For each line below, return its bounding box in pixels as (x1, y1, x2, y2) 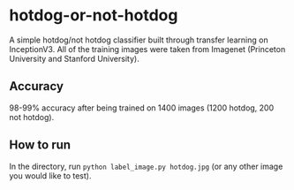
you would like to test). (9, 170, 92, 181)
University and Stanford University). (9, 53, 139, 64)
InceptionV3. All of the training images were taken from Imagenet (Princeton (9, 43, 286, 54)
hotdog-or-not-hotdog (9, 5, 178, 26)
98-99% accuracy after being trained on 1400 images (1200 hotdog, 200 (9, 103, 275, 113)
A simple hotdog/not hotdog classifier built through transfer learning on (9, 34, 268, 45)
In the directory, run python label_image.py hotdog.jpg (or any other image (9, 161, 283, 171)
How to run (9, 138, 72, 153)
